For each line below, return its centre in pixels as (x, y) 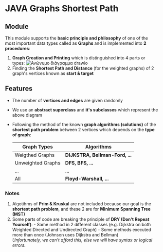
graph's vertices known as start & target (53, 73)
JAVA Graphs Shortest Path (62, 9)
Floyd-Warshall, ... (87, 179)
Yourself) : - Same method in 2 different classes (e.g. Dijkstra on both (81, 225)
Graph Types (37, 146)
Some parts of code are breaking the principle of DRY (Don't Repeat (81, 219)
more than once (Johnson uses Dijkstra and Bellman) (65, 235)
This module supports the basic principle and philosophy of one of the (77, 38)
